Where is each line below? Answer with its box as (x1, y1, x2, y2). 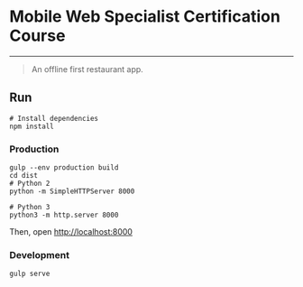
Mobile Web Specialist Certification (9, 6, 281, 27)
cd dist (9, 171, 39, 181)
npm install (9, 122, 54, 131)
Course (9, 25, 66, 46)
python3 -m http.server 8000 (9, 210, 119, 220)
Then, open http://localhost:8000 (9, 227, 133, 237)
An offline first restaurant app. (31, 63, 144, 74)
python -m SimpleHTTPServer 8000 (9, 187, 135, 196)
